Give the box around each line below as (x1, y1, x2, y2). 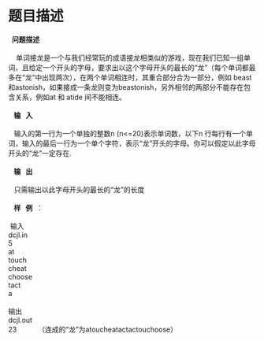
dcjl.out (8, 315, 33, 324)
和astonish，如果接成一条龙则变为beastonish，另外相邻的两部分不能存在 (8, 82, 244, 91)
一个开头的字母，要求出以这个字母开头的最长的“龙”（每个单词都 (42, 62, 250, 72)
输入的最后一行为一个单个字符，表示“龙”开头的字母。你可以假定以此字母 (21, 139, 256, 148)
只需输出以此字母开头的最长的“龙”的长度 (13, 184, 145, 194)
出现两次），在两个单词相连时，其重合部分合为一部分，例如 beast (42, 72, 252, 82)
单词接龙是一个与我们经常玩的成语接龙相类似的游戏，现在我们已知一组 (15, 53, 244, 62)
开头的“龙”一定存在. (8, 148, 73, 158)
